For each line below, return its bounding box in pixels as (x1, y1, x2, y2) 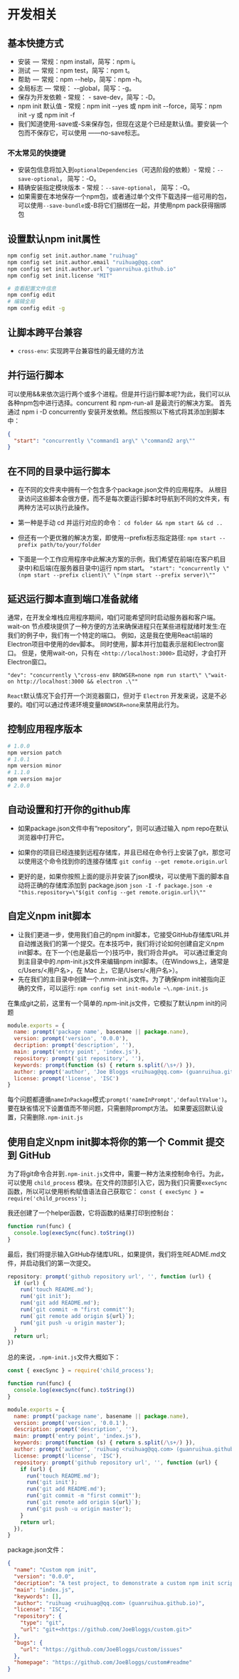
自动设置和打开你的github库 (7, 804, 131, 816)
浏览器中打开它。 (17, 832, 68, 841)
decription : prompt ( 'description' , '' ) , (14, 1042, 135, 1049)
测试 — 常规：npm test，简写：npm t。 (17, 66, 134, 75)
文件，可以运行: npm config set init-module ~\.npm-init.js (30, 983, 208, 992)
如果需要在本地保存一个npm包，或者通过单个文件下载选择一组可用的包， (17, 192, 230, 201)
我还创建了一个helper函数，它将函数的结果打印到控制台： (7, 1208, 176, 1218)
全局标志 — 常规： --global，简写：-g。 (17, 84, 136, 93)
